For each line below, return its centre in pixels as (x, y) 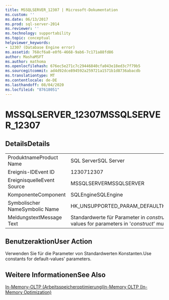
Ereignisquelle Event (31, 180)
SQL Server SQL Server (97, 160)
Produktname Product (33, 157)
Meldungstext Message (35, 217)
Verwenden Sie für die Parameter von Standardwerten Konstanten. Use (78, 254)
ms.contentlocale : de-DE (31, 80)
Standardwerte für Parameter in (108, 217)
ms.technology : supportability (38, 33)
